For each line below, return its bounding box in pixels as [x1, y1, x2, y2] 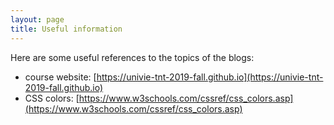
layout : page [10, 14, 65, 25]
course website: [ [24, 71, 97, 83]
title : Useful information [10, 24, 123, 34]
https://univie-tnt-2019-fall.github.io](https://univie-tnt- [96, 71, 324, 83]
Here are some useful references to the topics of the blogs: [10, 51, 255, 63]
